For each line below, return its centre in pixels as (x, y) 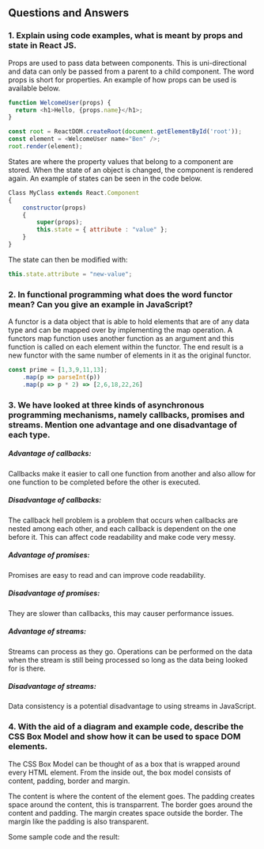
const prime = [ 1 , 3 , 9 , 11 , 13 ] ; (58, 370)
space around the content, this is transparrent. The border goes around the (130, 805)
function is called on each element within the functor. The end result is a (126, 347)
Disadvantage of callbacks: (55, 500)
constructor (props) (55, 208)
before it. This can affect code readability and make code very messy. (122, 537)
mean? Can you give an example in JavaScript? (101, 304)
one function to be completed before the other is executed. (104, 482)
